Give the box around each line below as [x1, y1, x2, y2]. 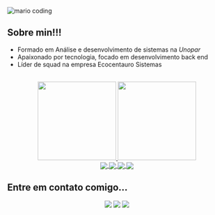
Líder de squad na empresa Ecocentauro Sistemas [17, 60, 162, 68]
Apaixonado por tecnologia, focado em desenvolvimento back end [17, 52, 209, 61]
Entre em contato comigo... [7, 181, 128, 193]
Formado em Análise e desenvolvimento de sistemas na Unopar [17, 45, 200, 54]
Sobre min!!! [7, 27, 62, 38]
